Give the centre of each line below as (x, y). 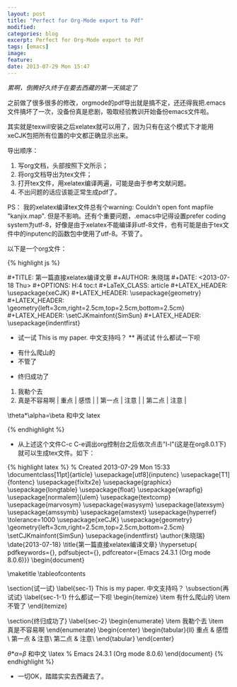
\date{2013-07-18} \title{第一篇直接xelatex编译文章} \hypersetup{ (102, 544)
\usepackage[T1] (205, 474)
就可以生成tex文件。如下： (56, 453)
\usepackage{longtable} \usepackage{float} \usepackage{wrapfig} (105, 490)
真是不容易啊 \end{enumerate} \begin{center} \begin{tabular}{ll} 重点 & (111, 630)
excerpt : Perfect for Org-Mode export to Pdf (75, 40)
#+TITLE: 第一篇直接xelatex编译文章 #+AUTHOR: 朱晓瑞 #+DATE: (102, 277)
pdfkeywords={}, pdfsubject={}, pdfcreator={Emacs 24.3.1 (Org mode (109, 552)
